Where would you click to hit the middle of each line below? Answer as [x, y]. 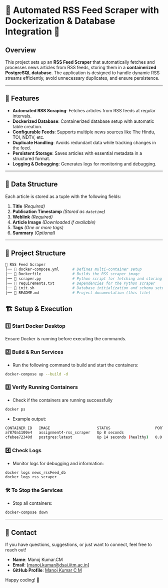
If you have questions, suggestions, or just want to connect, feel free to [78, 545]
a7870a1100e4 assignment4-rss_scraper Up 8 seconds [64, 433]
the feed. [22, 148]
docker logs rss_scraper [31, 477]
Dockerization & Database [60, 21]
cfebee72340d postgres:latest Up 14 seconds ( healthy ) [77, 437]
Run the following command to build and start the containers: [75, 365]
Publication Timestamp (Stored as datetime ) [59, 211]
